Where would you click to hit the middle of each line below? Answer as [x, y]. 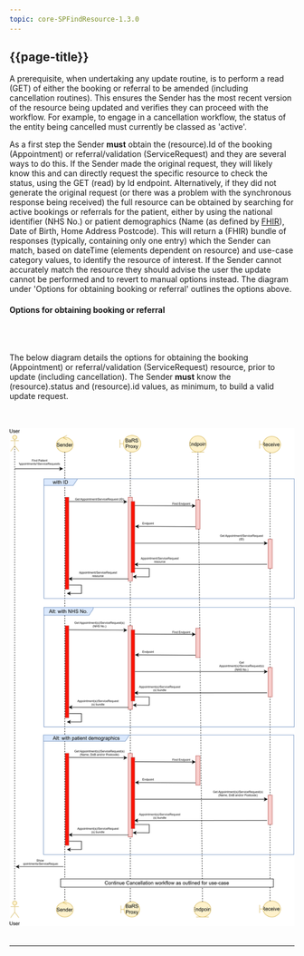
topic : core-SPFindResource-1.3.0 [75, 19]
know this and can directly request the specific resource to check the [139, 173]
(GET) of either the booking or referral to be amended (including [129, 88]
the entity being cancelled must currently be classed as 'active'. [128, 127]
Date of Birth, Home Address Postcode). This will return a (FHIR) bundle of [148, 231]
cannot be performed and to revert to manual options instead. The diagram [149, 279]
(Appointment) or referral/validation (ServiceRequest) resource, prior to [142, 366]
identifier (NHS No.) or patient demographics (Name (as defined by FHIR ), [147, 221]
